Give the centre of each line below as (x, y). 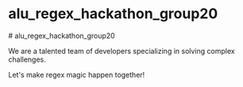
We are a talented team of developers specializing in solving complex (122, 51)
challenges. (27, 59)
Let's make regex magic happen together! (77, 74)
